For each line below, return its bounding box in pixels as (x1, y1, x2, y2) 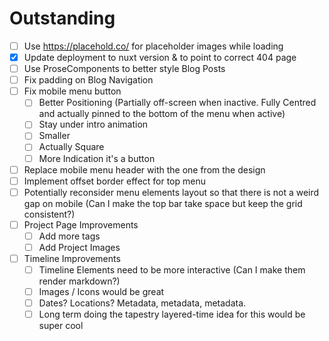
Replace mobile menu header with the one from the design (23, 163, 266, 176)
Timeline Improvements (23, 252, 121, 264)
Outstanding (9, 7, 116, 30)
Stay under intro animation (38, 118, 149, 131)
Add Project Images (38, 241, 121, 253)
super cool (38, 320, 84, 332)
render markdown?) (38, 275, 121, 287)
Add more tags (38, 230, 101, 242)
